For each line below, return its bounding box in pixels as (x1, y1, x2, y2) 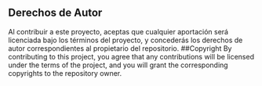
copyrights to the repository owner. (8, 68, 122, 77)
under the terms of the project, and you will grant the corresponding (8, 60, 229, 70)
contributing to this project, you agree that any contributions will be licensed (8, 52, 255, 61)
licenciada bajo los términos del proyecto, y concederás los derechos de (8, 35, 243, 45)
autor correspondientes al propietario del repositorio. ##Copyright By (8, 43, 232, 53)
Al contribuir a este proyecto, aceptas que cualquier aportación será (8, 27, 229, 36)
